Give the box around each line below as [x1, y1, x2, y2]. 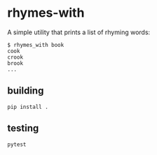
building [7, 85, 44, 97]
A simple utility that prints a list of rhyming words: [7, 28, 151, 36]
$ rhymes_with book [7, 41, 64, 48]
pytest [7, 141, 27, 148]
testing [7, 122, 39, 134]
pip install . [7, 103, 49, 110]
